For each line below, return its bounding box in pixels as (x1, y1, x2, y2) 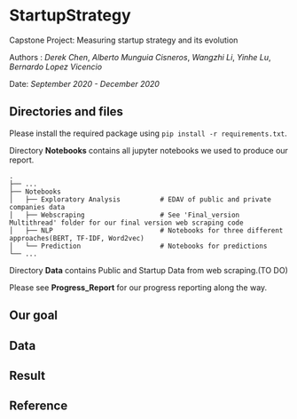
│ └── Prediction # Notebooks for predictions (9, 241, 268, 250)
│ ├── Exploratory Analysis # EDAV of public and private (9, 194, 272, 204)
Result (9, 368, 46, 383)
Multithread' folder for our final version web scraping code (9, 218, 244, 227)
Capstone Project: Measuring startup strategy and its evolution (9, 35, 238, 45)
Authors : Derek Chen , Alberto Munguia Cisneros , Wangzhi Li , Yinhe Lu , (9, 51, 272, 62)
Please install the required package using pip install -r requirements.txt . (9, 128, 287, 138)
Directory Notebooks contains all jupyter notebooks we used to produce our (9, 145, 288, 155)
